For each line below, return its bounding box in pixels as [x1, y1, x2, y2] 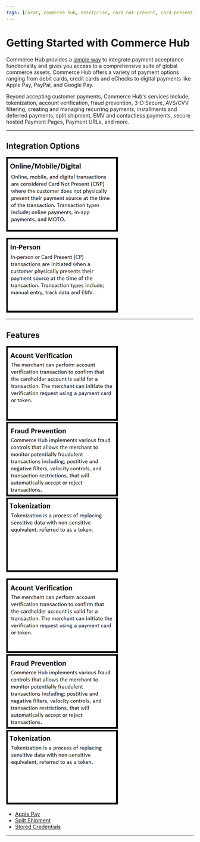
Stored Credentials [14, 824, 61, 831]
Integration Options [6, 141, 80, 151]
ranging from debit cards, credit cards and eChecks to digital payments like [6, 75, 191, 82]
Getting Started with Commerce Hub [6, 36, 190, 50]
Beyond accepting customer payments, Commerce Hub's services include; [6, 92, 190, 100]
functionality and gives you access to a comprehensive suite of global [6, 62, 177, 69]
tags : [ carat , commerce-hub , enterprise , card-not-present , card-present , [6, 10, 196, 16]
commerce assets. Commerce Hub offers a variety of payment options [6, 69, 180, 76]
